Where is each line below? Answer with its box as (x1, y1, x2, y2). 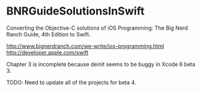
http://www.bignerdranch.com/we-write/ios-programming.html (6, 42, 164, 50)
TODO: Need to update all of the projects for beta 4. (6, 79, 136, 86)
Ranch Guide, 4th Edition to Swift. (6, 30, 91, 38)
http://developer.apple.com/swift (6, 48, 89, 56)
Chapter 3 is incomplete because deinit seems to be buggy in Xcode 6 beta (6, 61, 196, 68)
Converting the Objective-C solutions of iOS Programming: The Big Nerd (6, 24, 188, 31)
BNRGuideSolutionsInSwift (6, 4, 145, 18)
